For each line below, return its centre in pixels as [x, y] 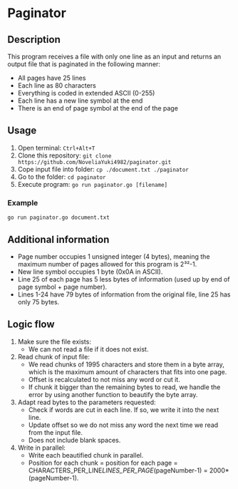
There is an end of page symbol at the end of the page [98, 108]
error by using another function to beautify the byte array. [113, 394]
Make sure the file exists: [54, 341]
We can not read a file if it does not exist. [88, 349]
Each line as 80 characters [57, 86]
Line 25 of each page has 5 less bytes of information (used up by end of [124, 279]
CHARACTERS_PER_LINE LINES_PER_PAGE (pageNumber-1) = [118, 470]
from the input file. [56, 432]
